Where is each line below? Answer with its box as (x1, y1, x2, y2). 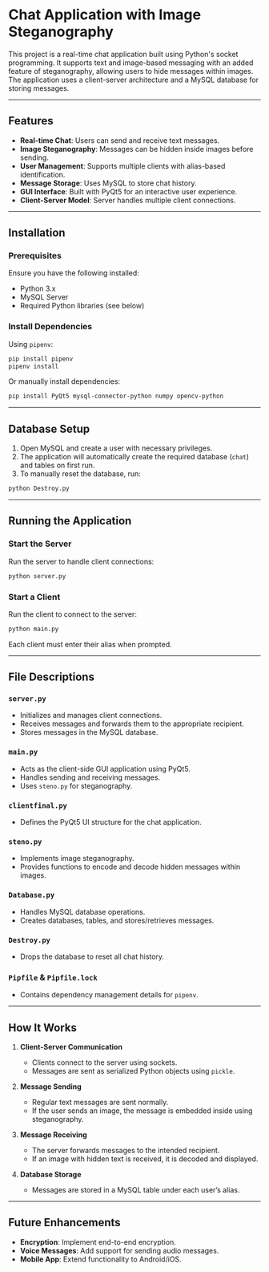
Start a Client (8, 591, 61, 602)
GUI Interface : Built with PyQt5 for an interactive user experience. (19, 186, 238, 196)
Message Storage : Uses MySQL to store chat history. (19, 178, 197, 188)
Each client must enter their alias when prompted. (8, 639, 172, 649)
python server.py (8, 572, 66, 580)
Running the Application (8, 514, 132, 528)
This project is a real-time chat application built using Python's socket (8, 49, 239, 59)
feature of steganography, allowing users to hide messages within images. (8, 66, 254, 75)
